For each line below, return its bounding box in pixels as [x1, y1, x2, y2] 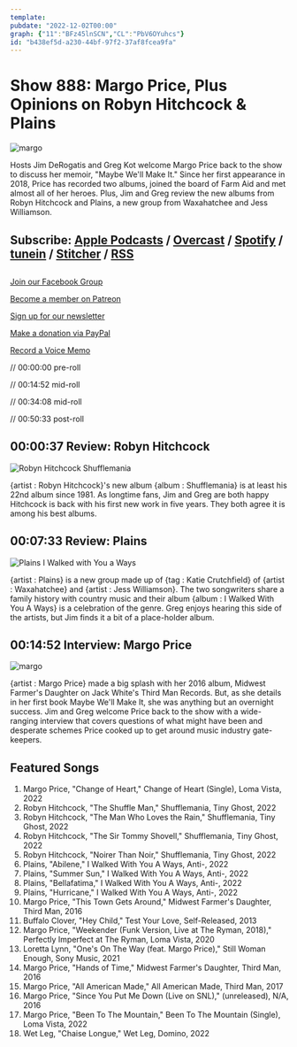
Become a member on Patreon [10, 293, 122, 304]
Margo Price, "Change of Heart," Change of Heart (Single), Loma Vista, [22, 784, 282, 795]
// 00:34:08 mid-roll [10, 396, 82, 407]
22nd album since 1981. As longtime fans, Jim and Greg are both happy [10, 489, 270, 500]
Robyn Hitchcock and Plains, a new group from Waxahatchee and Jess [10, 197, 269, 208]
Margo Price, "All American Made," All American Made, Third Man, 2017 [22, 982, 284, 992]
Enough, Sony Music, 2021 [22, 953, 120, 964]
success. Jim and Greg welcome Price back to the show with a [10, 706, 239, 717]
